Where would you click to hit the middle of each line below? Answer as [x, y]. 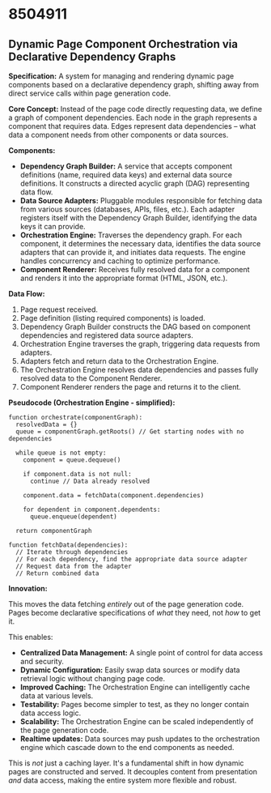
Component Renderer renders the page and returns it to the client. [130, 387]
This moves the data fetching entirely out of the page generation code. [126, 604]
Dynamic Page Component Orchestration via [123, 44]
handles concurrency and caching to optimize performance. [120, 261]
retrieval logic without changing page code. [93, 678]
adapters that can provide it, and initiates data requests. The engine [133, 252]
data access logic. [51, 713]
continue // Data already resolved [90, 481]
